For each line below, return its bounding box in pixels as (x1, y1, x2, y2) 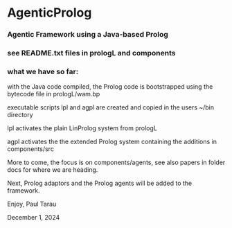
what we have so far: (7, 67, 79, 76)
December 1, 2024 (7, 213, 60, 222)
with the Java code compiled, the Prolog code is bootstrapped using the (7, 82, 213, 91)
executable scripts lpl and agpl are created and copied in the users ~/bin (7, 103, 215, 112)
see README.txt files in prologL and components (7, 49, 176, 58)
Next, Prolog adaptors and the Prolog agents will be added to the (7, 179, 193, 188)
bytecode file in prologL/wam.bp (7, 90, 100, 98)
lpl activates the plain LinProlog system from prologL (7, 124, 157, 132)
